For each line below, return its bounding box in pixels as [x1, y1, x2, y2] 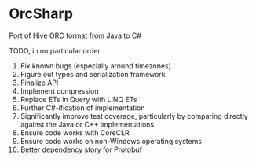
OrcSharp [9, 5, 74, 23]
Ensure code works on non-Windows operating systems [20, 136, 203, 145]
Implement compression [20, 86, 99, 95]
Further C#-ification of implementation [20, 103, 145, 112]
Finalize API [20, 78, 59, 87]
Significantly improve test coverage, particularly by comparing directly [20, 111, 248, 120]
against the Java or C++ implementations [20, 120, 155, 129]
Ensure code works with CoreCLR [20, 127, 130, 138]
